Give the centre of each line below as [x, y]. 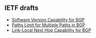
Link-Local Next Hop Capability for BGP [51, 30]
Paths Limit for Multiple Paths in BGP [48, 25]
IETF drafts [21, 8]
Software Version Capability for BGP [48, 19]
